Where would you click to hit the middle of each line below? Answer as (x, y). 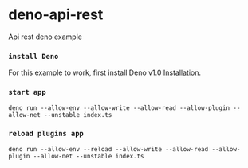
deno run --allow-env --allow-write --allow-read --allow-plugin (119, 108)
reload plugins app (46, 134)
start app (27, 92)
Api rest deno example (45, 37)
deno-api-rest (56, 15)
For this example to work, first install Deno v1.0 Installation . (105, 72)
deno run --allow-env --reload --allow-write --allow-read (108, 149)
